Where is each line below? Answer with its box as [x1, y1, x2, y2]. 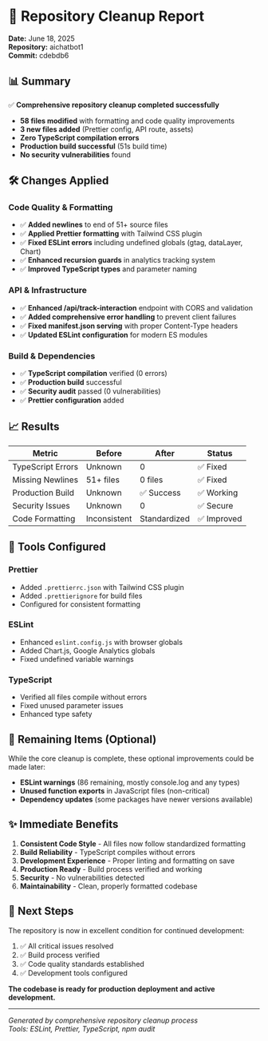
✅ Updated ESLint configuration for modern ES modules [19, 330, 208, 339]
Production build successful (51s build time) [19, 141, 167, 151]
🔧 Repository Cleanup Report [8, 7, 205, 26]
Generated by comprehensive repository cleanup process [8, 1015, 198, 1025]
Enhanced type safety [19, 710, 93, 719]
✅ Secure [197, 500, 234, 511]
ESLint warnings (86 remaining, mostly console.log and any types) [19, 778, 241, 787]
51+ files [85, 474, 120, 485]
